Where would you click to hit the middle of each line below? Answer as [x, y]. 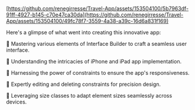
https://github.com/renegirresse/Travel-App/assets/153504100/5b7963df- [98, 9]
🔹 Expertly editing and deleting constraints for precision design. [84, 84]
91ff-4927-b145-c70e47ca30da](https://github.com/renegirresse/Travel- [95, 15]
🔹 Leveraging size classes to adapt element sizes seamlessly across [89, 96]
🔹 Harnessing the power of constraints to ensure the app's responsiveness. [98, 73]
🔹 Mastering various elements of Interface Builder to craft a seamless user [97, 44]
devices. [17, 102]
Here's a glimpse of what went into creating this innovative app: [84, 32]
